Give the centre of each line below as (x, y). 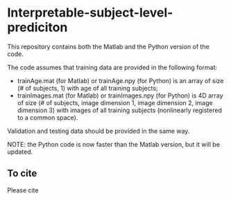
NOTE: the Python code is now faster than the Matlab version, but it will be (114, 144)
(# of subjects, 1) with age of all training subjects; (87, 88)
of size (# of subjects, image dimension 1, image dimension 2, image (115, 102)
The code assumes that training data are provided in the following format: (112, 67)
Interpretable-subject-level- (90, 13)
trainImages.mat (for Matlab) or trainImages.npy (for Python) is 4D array (120, 96)
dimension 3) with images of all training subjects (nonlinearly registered (119, 110)
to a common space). (48, 117)
